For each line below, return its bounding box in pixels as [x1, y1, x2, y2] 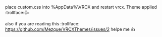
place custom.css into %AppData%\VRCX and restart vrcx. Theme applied [5, 4, 157, 10]
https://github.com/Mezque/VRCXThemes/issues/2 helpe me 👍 [5, 26, 135, 32]
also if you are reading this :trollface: [5, 21, 80, 26]
